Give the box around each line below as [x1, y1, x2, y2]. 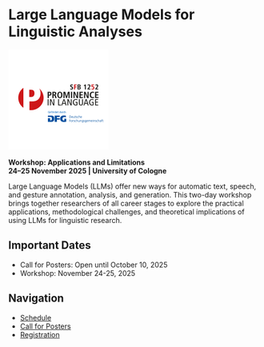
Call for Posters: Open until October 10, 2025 [19, 260, 168, 269]
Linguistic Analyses [8, 22, 142, 41]
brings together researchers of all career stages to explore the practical [8, 198, 244, 208]
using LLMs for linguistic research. [8, 215, 122, 225]
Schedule [19, 313, 52, 322]
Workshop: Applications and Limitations [8, 158, 146, 167]
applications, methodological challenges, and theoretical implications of [8, 206, 246, 217]
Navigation [8, 292, 64, 305]
